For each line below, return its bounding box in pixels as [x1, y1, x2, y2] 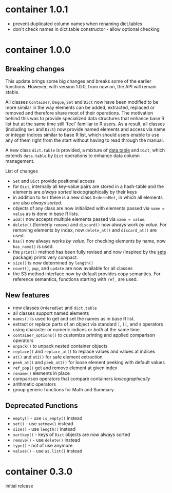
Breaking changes [5, 64, 65, 73]
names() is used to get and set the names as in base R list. [12, 315, 135, 321]
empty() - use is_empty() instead [12, 415, 83, 421]
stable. [5, 89, 20, 95]
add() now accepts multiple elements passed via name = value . [12, 216, 146, 222]
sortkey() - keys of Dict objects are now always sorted [12, 431, 130, 438]
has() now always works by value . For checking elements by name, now [12, 238, 166, 244]
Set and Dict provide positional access [12, 178, 95, 184]
